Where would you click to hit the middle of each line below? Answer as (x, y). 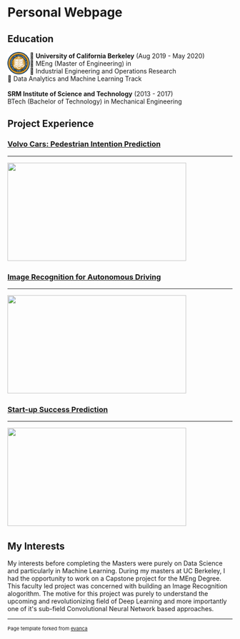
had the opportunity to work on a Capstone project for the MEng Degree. (114, 578)
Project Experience (51, 124)
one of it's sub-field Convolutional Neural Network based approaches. (111, 609)
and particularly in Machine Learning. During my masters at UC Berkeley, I (116, 571)
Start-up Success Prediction (58, 409)
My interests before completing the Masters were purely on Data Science (115, 563)
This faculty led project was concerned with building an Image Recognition (117, 586)
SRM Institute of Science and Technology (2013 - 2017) (90, 94)
